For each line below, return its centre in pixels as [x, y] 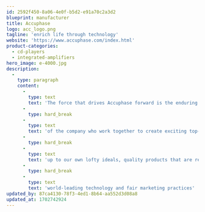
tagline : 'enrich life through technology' [63, 35]
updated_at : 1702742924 [37, 199]
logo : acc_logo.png [31, 29]
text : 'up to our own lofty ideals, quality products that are [110, 159]
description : [23, 69]
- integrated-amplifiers [43, 57]
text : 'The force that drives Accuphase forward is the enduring [113, 103]
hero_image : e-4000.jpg [37, 63]
